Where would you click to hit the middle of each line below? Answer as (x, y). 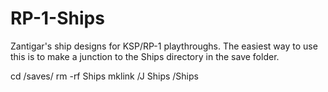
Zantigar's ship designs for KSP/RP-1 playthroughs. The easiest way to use (164, 46)
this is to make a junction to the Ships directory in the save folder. (145, 56)
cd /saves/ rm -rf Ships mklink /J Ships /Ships (104, 76)
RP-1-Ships (57, 18)
